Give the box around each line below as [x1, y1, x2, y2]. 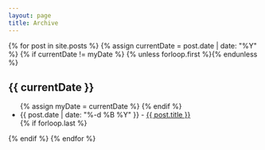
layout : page [8, 11, 52, 20]
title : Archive [8, 19, 59, 27]
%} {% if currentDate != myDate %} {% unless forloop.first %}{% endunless [8, 49, 258, 59]
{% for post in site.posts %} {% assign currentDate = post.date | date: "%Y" [8, 40, 257, 50]
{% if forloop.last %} [19, 118, 88, 128]
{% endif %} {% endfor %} [8, 134, 96, 144]
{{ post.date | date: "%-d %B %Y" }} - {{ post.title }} [19, 110, 191, 120]
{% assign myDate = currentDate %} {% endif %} [19, 102, 182, 111]
